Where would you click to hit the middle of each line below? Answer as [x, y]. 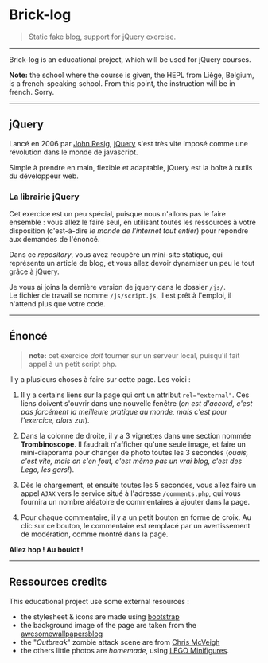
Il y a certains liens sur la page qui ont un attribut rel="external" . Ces [135, 395]
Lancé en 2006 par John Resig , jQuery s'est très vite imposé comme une [129, 143]
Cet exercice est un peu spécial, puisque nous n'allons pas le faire [117, 214]
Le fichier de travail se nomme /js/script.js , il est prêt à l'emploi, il [120, 295]
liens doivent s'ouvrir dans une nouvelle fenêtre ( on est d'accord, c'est [136, 403]
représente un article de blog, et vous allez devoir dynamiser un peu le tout [132, 263]
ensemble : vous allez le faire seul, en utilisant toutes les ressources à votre [133, 222]
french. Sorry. [32, 92]
